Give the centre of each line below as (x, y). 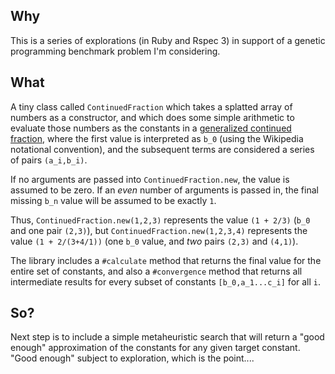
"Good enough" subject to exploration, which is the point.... (132, 358)
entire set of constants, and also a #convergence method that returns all (156, 271)
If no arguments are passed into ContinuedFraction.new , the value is (150, 179)
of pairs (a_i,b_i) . (49, 160)
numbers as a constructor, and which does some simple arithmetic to (152, 117)
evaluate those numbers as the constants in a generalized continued (151, 128)
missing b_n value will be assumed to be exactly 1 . (113, 200)
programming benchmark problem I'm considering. (115, 51)
